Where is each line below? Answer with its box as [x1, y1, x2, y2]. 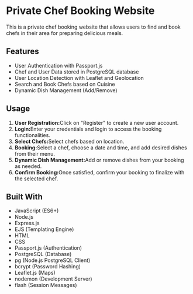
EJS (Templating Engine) [14, 226, 74, 233]
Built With [6, 191, 43, 202]
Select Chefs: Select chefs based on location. [14, 138, 125, 145]
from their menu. [14, 150, 56, 157]
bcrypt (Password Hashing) [14, 263, 81, 270]
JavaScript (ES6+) [14, 207, 59, 214]
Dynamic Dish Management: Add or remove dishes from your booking [14, 156, 184, 163]
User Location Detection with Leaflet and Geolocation [14, 74, 144, 81]
